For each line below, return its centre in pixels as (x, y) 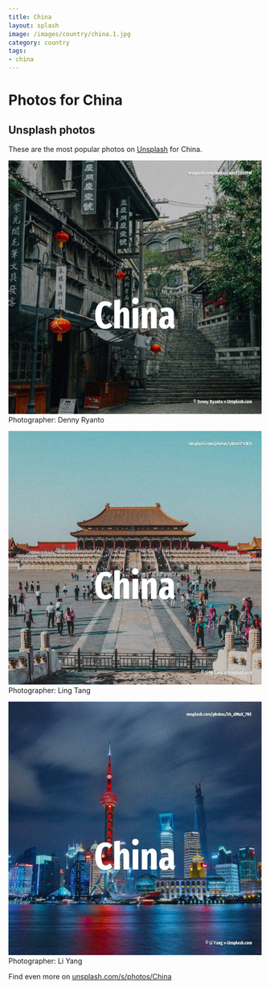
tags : (17, 51)
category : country (39, 43)
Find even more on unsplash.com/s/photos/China (90, 977)
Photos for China (65, 100)
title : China (30, 17)
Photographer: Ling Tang (49, 690)
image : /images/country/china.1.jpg (70, 34)
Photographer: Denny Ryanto (56, 420)
